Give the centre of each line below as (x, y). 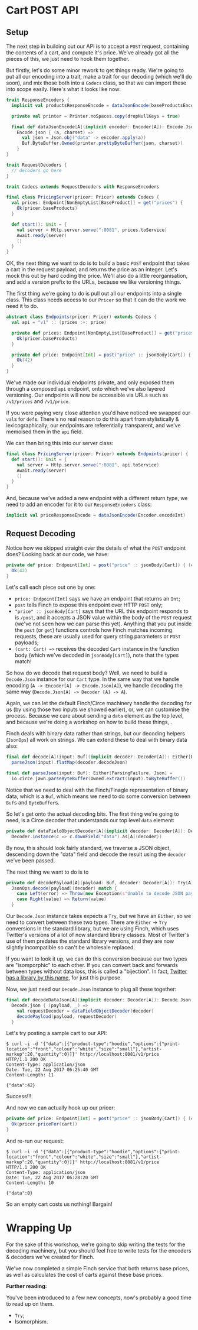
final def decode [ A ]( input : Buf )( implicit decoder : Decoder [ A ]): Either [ (99, 757)
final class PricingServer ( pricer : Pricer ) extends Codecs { (83, 197)
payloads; (27, 643)
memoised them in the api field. (45, 432)
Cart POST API (42, 10)
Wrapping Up (39, 1228)
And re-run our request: (35, 1141)
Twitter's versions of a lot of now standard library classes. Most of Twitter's (98, 935)
